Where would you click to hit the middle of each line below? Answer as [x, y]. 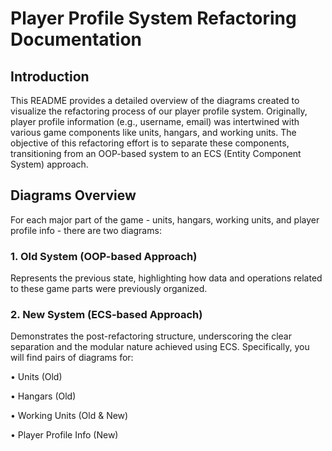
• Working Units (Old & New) [69, 416]
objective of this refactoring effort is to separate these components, [150, 143]
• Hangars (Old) [43, 396]
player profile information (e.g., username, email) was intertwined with [155, 121]
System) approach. [49, 164]
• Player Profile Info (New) [64, 435]
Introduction [50, 76]
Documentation [76, 39]
